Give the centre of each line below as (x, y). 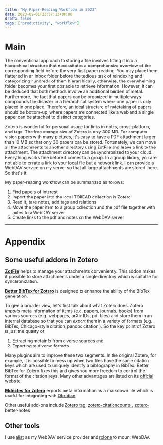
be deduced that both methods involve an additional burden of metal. (74, 91)
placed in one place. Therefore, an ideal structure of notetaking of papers (78, 107)
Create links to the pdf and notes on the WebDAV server (68, 218)
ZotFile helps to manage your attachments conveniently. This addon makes (81, 271)
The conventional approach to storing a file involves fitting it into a (71, 61)
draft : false (18, 18)
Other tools (22, 425)
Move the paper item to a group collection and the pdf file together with (83, 207)
